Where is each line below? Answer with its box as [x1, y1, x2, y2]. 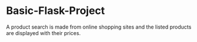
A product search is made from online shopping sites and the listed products [6, 23, 192, 30]
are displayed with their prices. [6, 29, 81, 36]
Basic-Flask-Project [6, 4, 105, 17]
